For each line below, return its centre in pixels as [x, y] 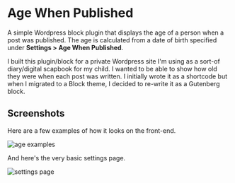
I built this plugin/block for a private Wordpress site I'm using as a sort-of [114, 61]
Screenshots [36, 113]
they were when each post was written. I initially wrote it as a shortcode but [117, 76]
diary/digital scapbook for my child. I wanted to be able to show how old [112, 69]
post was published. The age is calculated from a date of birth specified [112, 40]
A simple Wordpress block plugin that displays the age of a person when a [116, 33]
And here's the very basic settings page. [67, 158]
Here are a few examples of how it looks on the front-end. [92, 130]
